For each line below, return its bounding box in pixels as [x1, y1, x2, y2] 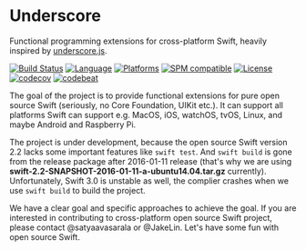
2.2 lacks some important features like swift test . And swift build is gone [9, 146, 293, 157]
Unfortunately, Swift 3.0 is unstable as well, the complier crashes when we [9, 175, 290, 186]
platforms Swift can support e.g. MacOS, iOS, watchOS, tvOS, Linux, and [9, 109, 282, 120]
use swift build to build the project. [9, 185, 146, 195]
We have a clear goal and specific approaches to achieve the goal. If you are [9, 202, 297, 214]
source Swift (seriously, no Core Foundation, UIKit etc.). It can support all [9, 99, 284, 110]
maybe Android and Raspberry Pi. [9, 119, 137, 130]
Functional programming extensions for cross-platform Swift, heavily [9, 35, 267, 46]
